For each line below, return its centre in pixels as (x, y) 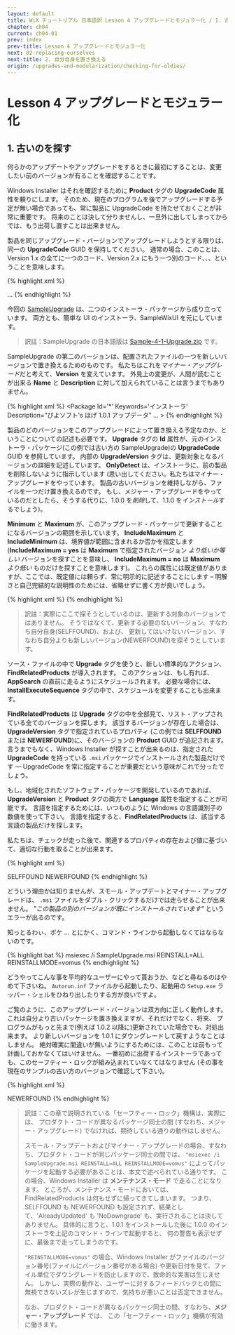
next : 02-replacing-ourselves (51, 53)
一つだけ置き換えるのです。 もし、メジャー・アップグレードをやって (124, 491)
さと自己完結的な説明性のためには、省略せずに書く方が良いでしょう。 (108, 585)
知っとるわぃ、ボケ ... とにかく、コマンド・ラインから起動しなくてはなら (113, 932)
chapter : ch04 (28, 27)
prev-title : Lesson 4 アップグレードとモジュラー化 (76, 46)
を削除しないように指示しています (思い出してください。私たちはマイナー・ (116, 474)
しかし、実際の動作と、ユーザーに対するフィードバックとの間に (130, 1283)
